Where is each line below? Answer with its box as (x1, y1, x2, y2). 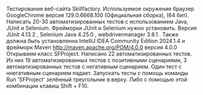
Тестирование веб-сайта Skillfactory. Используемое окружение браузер (6, 5, 195, 12)
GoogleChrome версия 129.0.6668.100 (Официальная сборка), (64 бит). (6, 11, 189, 19)
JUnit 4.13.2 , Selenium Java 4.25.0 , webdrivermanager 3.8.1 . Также (6, 31, 179, 38)
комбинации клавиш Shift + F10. (6, 82, 89, 90)
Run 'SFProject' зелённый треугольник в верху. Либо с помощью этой (6, 76, 188, 83)
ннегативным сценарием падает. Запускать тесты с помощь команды (6, 70, 188, 76)
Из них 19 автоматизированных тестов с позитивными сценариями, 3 (6, 57, 187, 64)
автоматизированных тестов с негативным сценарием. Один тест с (6, 63, 182, 70)
